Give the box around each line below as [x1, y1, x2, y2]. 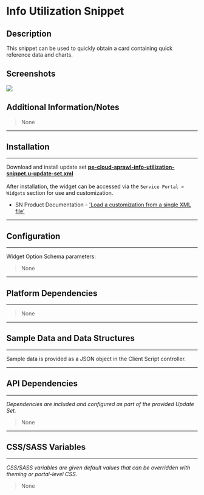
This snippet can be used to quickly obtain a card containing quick [6, 44, 173, 52]
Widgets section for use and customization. [6, 189, 114, 197]
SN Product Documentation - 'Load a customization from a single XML [15, 201, 191, 208]
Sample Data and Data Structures [6, 333, 135, 343]
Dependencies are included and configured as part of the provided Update [6, 400, 194, 407]
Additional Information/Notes [6, 102, 120, 113]
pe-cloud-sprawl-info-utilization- [87, 163, 175, 171]
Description [6, 29, 52, 39]
